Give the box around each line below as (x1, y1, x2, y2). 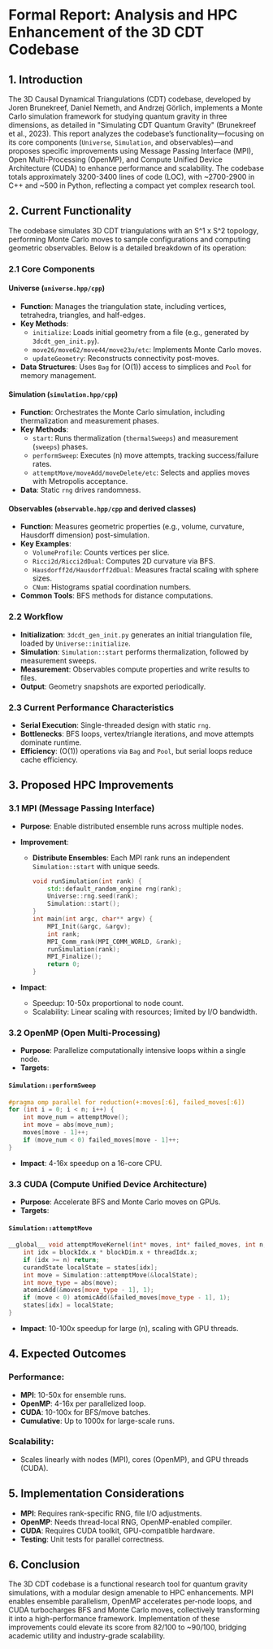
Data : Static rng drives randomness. (19, 485, 141, 495)
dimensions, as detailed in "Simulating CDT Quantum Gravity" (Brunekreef (8, 120, 257, 129)
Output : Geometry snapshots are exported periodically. (19, 681, 206, 691)
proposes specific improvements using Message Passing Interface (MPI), (8, 146, 253, 155)
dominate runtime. (19, 737, 82, 747)
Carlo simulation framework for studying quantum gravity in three (8, 111, 227, 121)
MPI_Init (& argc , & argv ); (47, 922, 132, 930)
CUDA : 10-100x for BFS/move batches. (19, 1407, 151, 1416)
